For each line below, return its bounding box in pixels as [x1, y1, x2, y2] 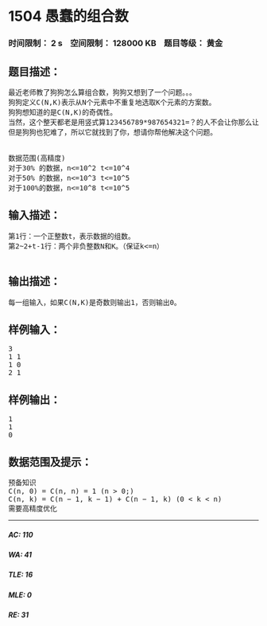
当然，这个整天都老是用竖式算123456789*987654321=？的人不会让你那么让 [8, 117, 260, 127]
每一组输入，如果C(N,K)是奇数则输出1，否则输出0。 [8, 298, 181, 307]
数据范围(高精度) [8, 153, 66, 162]
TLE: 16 [8, 570, 33, 580]
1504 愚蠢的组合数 [8, 7, 129, 25]
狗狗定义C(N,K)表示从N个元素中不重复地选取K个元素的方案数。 [8, 97, 216, 107]
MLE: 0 [8, 590, 32, 600]
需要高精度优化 [8, 503, 57, 513]
